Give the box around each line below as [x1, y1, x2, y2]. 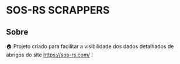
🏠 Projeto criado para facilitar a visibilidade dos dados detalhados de [6, 43, 174, 50]
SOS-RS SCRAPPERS [6, 4, 110, 17]
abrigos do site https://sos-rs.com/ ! [6, 51, 94, 58]
